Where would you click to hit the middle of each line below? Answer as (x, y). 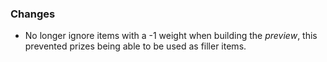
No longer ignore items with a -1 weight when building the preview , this (171, 36)
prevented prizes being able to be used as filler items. (135, 46)
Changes (33, 14)
